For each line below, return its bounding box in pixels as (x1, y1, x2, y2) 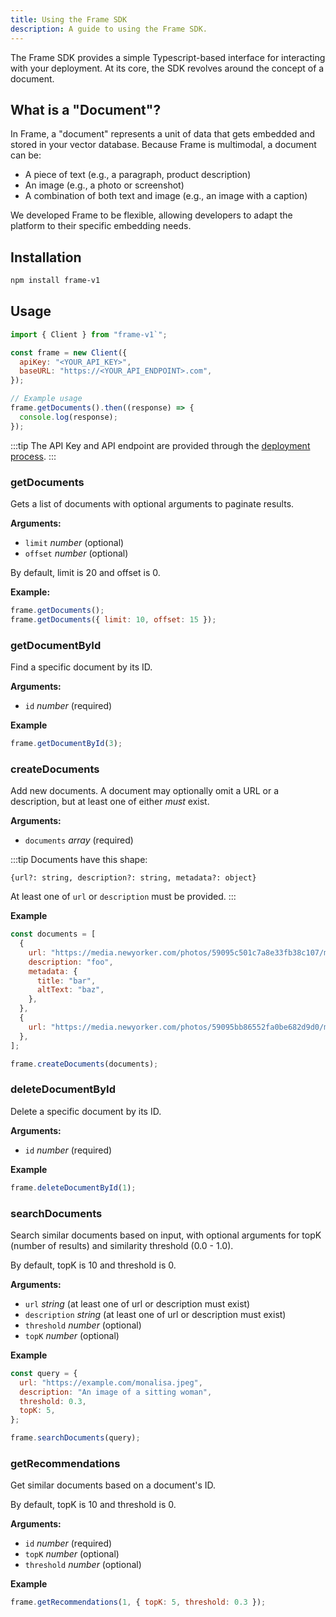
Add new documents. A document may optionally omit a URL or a (10, 785, 280, 797)
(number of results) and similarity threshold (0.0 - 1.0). (10, 1239, 234, 1251)
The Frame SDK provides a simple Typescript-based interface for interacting (10, 51, 326, 63)
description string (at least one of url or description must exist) (24, 1308, 287, 1320)
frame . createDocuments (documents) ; (10, 1059, 159, 1069)
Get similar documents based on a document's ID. (10, 1479, 217, 1491)
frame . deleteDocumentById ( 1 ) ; (10, 1182, 137, 1193)
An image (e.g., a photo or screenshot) (24, 179, 185, 191)
